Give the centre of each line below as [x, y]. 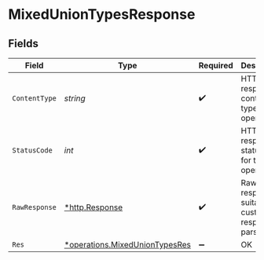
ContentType [35, 99]
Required [216, 66]
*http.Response [93, 207]
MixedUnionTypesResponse [102, 15]
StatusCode [32, 150]
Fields [24, 44]
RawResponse [35, 207]
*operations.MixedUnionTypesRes [127, 245]
